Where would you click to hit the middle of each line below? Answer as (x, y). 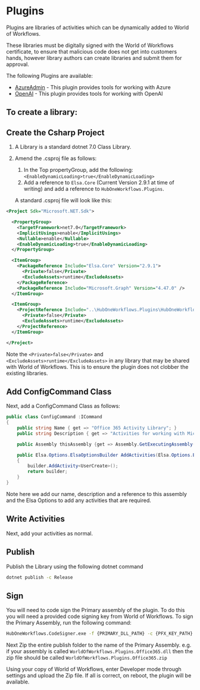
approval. (18, 64)
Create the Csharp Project (55, 132)
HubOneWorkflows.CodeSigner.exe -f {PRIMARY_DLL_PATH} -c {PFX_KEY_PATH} (100, 634)
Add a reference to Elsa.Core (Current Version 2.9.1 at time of (99, 183)
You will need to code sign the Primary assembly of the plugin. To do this (96, 610)
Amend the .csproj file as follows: (56, 158)
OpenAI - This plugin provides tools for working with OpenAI (89, 93)
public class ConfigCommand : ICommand (54, 417)
